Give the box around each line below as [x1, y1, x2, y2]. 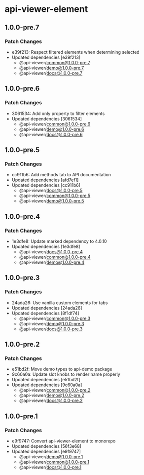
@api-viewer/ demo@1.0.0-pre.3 [19, 320, 84, 326]
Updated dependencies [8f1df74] [11, 310, 79, 316]
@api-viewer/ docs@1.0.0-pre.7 [19, 70, 82, 76]
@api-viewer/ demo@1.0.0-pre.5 [19, 198, 84, 204]
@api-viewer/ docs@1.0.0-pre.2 [19, 397, 83, 403]
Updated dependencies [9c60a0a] [11, 382, 82, 388]
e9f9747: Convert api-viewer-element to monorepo [11, 438, 116, 444]
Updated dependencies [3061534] [11, 116, 82, 121]
